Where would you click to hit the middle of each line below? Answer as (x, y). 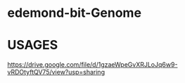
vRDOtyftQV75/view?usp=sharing (56, 72)
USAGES (33, 45)
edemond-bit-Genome (75, 13)
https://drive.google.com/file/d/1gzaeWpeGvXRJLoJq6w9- (92, 65)
